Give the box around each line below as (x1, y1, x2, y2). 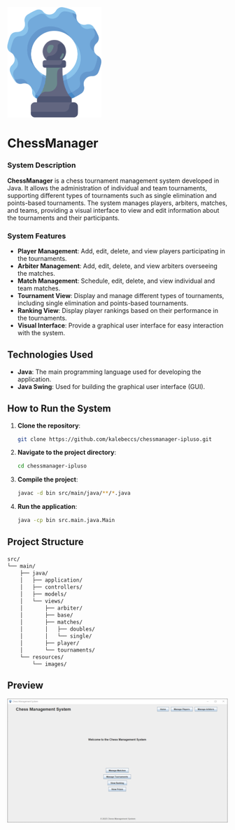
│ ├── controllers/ (20, 584, 83, 591)
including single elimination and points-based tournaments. (17, 299, 189, 307)
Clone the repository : (17, 421, 81, 430)
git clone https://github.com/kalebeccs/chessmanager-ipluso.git (17, 435, 212, 443)
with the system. (17, 328, 65, 337)
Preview (7, 680, 44, 691)
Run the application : (17, 502, 78, 511)
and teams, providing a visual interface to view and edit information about (7, 206, 220, 214)
